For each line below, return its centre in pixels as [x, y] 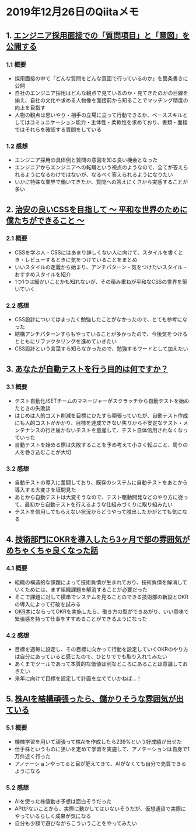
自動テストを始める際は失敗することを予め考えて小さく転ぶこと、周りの [101, 445]
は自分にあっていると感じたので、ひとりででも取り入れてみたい [91, 656]
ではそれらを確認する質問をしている [58, 129]
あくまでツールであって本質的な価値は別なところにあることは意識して [99, 664]
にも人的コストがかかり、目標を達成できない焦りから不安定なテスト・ [99, 422]
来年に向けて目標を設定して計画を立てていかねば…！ [78, 679]
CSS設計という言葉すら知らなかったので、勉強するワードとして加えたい [101, 349]
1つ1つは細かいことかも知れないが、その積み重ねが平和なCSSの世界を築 [101, 281]
